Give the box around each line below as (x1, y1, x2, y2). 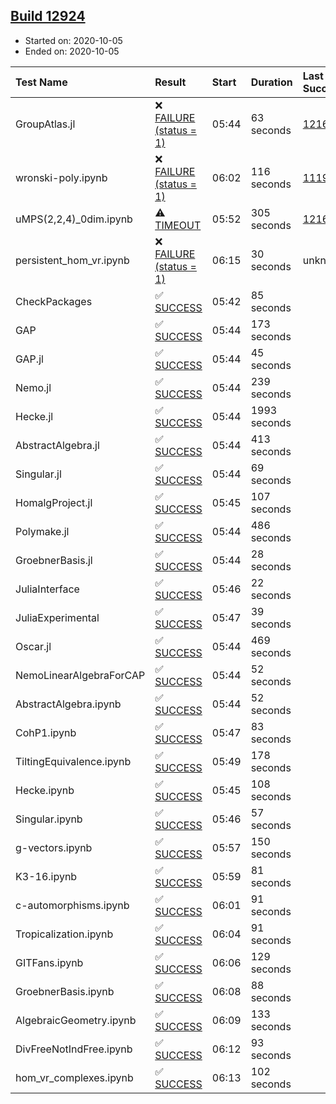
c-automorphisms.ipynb (15, 898, 130, 912)
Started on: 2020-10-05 (24, 34, 123, 46)
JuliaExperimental (15, 610, 100, 624)
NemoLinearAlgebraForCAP (15, 668, 146, 682)
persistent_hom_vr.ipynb (15, 253, 130, 267)
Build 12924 (10, 8, 86, 25)
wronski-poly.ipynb (15, 170, 108, 184)
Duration (250, 75, 293, 89)
